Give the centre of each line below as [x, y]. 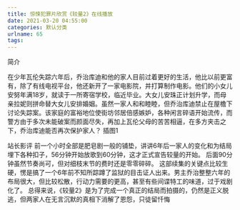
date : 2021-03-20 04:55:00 [47, 21]
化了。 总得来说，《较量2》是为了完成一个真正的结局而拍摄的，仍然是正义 [115, 191]
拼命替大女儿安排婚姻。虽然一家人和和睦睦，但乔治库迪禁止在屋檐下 [132, 104]
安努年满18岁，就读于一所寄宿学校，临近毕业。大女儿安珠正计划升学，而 [114, 95]
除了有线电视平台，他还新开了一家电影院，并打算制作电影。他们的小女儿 [126, 86]
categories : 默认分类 [37, 27]
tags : [15, 41]
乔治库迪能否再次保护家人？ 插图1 [69, 131]
